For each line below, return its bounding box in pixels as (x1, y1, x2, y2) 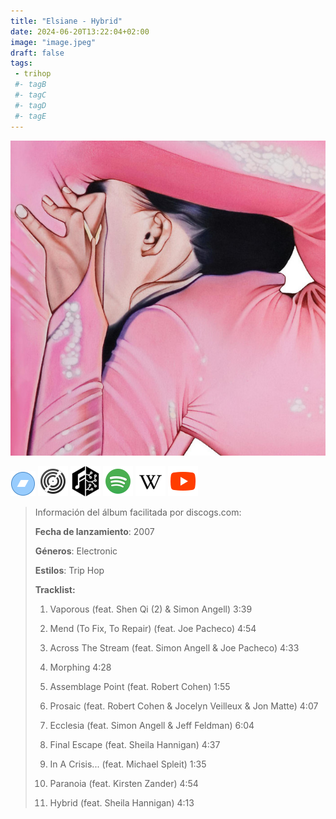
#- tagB (14, 80, 47, 90)
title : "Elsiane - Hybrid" (10, 16, 123, 26)
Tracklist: (34, 583, 76, 595)
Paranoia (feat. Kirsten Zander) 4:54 (49, 777, 199, 789)
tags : (10, 58, 33, 69)
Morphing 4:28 (49, 661, 112, 673)
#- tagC (14, 90, 47, 100)
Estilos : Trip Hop (34, 564, 105, 576)
